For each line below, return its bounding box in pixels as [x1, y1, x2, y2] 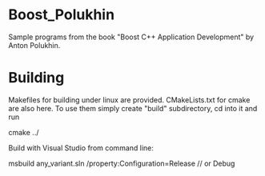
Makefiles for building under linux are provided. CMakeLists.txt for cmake [8, 94, 251, 105]
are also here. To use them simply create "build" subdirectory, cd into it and [8, 103, 258, 113]
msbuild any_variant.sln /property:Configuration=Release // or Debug [8, 158, 235, 168]
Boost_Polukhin [8, 6, 114, 24]
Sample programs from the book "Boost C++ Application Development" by [8, 32, 255, 42]
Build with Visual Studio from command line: [8, 142, 155, 153]
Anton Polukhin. [8, 40, 61, 50]
